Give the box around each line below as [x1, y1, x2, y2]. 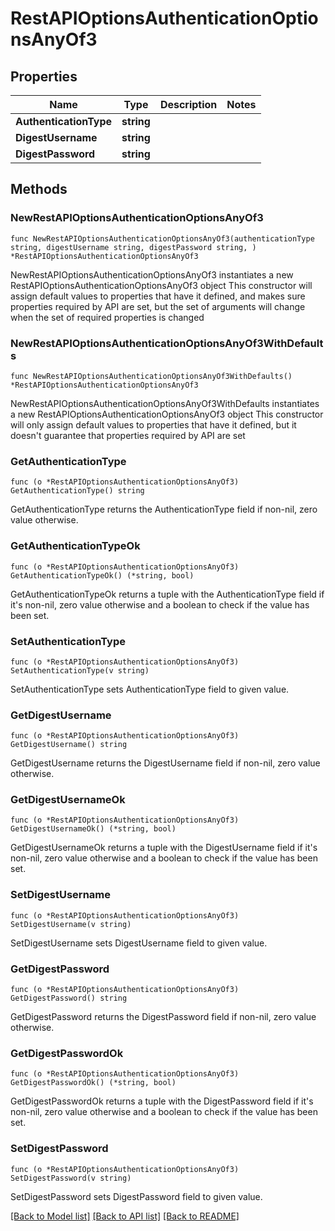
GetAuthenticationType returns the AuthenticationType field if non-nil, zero [10, 503, 318, 516]
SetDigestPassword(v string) [10, 1173, 132, 1183]
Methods [10, 181, 68, 198]
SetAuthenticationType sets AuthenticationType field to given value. [10, 683, 290, 695]
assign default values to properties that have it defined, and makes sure [10, 290, 306, 302]
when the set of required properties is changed [10, 311, 205, 323]
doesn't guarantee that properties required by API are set [10, 429, 246, 441]
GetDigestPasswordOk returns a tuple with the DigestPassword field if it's [10, 1095, 314, 1107]
